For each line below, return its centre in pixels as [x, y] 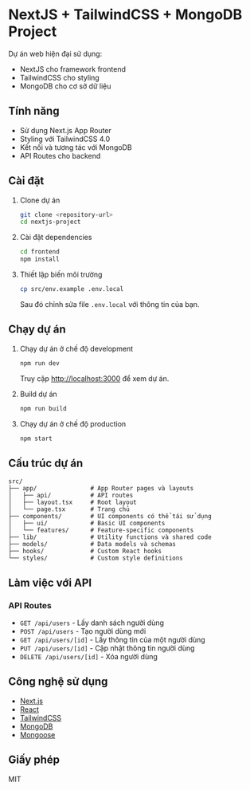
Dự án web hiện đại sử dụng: [55, 53]
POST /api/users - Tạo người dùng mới [83, 631]
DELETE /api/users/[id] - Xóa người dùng [88, 656]
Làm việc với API [50, 582]
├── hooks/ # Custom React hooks [85, 552]
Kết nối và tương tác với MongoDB [76, 147]
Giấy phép [34, 760]
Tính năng [34, 111]
